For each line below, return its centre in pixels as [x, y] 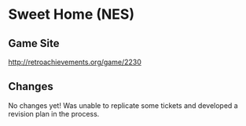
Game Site [34, 43]
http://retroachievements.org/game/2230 [75, 62]
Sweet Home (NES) [72, 14]
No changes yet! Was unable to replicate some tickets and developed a [123, 105]
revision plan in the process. [54, 113]
